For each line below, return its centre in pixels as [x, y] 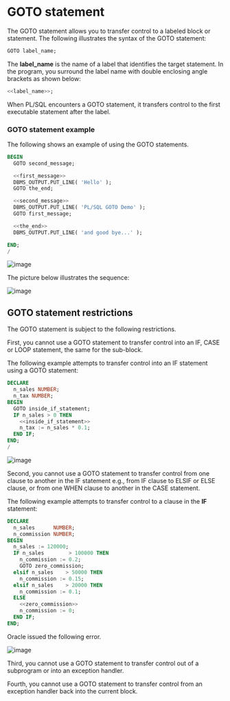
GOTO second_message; [44, 163]
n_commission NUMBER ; [44, 534]
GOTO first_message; [43, 214]
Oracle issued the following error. [54, 636]
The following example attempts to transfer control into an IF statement [107, 363]
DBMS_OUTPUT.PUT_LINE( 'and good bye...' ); [78, 232]
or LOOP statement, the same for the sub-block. [75, 350]
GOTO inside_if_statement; [52, 409]
